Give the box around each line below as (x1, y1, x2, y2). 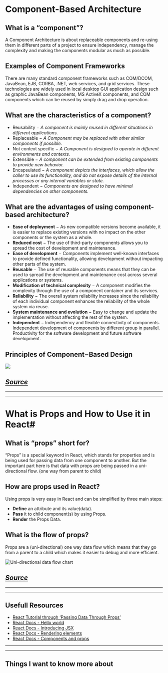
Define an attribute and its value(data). (12, 505, 92, 512)
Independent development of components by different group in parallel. (12, 325, 160, 331)
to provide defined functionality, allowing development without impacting (12, 256, 163, 262)
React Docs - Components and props (12, 635, 89, 642)
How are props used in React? (5, 483, 100, 491)
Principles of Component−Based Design (5, 350, 133, 359)
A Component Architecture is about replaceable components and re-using (5, 37, 158, 43)
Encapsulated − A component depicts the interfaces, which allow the (12, 167, 155, 173)
